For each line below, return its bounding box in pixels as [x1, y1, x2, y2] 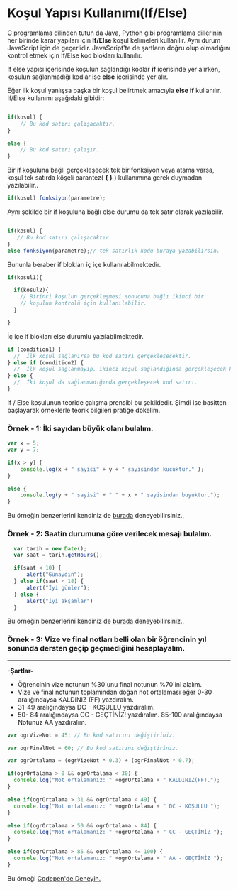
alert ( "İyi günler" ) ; [25, 584, 91, 591]
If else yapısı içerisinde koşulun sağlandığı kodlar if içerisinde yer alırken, [7, 65, 221, 73]
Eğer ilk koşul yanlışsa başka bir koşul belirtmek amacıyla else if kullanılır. [7, 86, 222, 94]
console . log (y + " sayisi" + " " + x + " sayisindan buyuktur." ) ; [20, 492, 220, 499]
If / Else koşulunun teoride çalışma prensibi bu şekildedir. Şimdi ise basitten [7, 398, 227, 406]
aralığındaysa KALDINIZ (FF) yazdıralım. [17, 695, 135, 704]
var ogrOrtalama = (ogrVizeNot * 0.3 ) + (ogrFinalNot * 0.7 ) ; [7, 757, 195, 764]
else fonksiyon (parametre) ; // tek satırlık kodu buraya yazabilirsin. [7, 247, 220, 254]
